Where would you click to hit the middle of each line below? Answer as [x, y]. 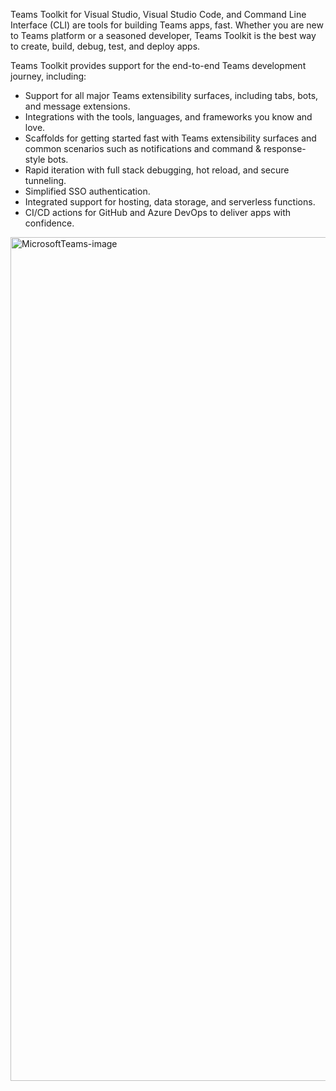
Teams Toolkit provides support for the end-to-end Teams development [158, 65]
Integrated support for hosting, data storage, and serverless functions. [170, 202]
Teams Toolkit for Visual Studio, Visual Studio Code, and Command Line [158, 14]
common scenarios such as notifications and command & [143, 148]
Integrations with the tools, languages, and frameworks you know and [168, 117]
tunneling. [45, 180]
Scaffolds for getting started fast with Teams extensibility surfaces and [170, 138]
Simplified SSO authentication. [87, 191]
